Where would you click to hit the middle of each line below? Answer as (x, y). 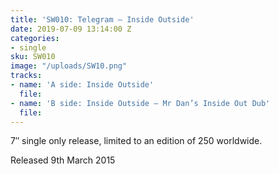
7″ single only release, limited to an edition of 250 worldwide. (136, 141)
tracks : (26, 76)
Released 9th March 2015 (63, 160)
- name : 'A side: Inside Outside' (82, 85)
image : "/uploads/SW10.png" (69, 66)
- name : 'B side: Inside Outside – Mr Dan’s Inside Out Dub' (140, 103)
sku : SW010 (33, 57)
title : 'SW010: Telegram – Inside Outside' (102, 19)
